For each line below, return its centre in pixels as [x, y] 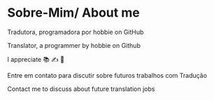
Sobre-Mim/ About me [73, 13]
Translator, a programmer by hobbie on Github [74, 45]
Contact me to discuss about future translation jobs [81, 89]
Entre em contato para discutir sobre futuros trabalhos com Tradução [107, 75]
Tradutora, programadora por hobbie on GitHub [76, 32]
